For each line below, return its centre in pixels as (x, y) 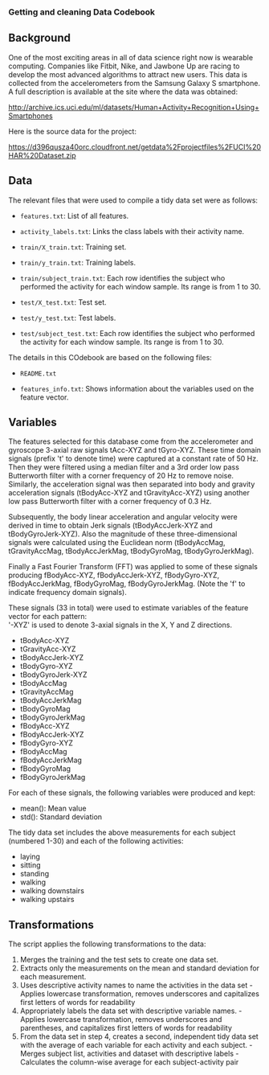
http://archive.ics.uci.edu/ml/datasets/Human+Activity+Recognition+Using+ (134, 107)
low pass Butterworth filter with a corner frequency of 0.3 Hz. (110, 502)
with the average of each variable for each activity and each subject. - (136, 1045)
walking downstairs (52, 891)
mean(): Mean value (53, 808)
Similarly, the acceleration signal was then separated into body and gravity (132, 484)
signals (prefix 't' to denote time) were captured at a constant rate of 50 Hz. (133, 459)
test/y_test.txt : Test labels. (68, 318)
